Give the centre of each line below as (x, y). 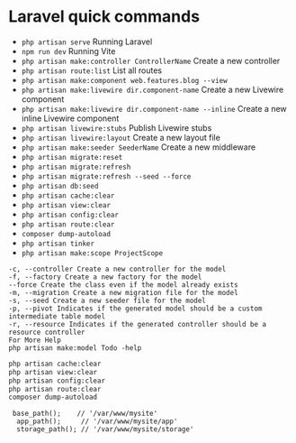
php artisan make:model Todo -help (75, 348)
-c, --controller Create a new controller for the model (117, 269)
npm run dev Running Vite (68, 51)
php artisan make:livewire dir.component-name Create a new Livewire (152, 89)
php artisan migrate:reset (72, 157)
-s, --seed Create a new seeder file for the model (107, 300)
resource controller (47, 332)
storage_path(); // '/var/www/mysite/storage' (105, 429)
